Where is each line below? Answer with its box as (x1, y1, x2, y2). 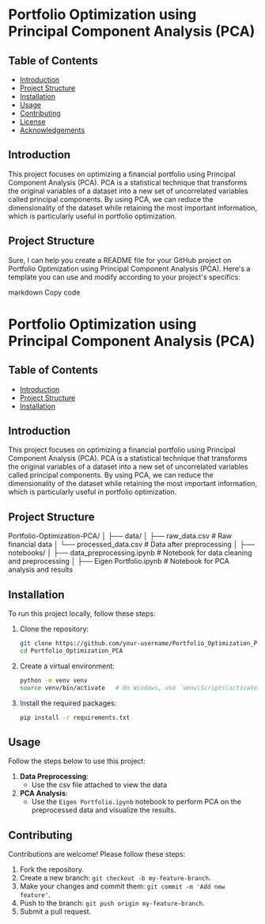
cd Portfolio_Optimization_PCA (19, 647, 123, 655)
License (19, 117, 46, 126)
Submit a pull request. (19, 907, 92, 916)
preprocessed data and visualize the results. (31, 805, 176, 815)
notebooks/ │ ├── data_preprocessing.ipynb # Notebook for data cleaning (8, 548, 252, 557)
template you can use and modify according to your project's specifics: (8, 272, 241, 282)
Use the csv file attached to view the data (31, 780, 168, 789)
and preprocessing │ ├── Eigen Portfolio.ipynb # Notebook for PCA (8, 557, 229, 566)
